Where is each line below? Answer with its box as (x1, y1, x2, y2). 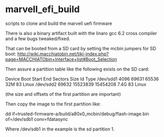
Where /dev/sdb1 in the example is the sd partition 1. (5, 126, 115, 132)
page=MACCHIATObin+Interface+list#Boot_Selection (5, 56, 117, 62)
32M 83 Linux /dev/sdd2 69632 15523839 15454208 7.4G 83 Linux (5, 81, 147, 87)
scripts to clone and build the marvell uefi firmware (5, 20, 113, 26)
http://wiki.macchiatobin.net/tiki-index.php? (17, 51, 109, 57)
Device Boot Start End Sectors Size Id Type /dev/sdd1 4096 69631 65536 (5, 76, 159, 82)
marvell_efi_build (5, 4, 80, 15)
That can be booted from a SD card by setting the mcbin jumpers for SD (5, 45, 156, 51)
